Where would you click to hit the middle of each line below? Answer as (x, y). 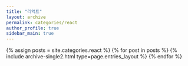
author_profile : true (33, 28)
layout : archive (26, 17)
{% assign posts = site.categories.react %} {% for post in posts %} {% (92, 50)
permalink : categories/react (42, 22)
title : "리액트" (24, 11)
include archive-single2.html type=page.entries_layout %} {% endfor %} (94, 57)
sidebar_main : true (30, 34)
